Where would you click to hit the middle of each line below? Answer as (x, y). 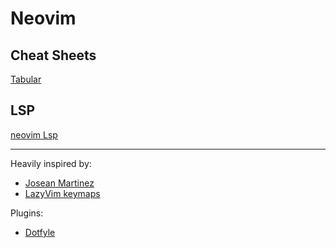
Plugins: (27, 213)
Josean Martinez (59, 183)
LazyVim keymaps (62, 193)
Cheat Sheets (53, 55)
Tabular (26, 79)
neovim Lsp (34, 134)
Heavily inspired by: (51, 163)
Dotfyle (40, 232)
